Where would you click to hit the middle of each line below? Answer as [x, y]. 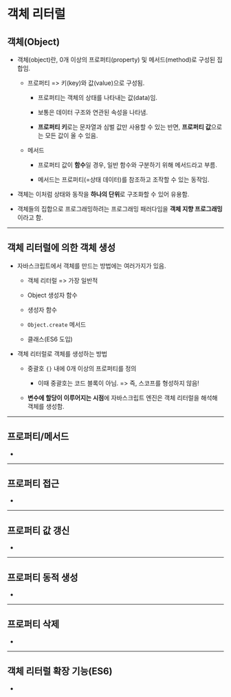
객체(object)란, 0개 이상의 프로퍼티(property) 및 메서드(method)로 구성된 [116, 60]
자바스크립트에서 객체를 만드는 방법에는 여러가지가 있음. [91, 266]
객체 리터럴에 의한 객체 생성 [61, 248]
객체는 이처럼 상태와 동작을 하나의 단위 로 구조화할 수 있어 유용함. [103, 194]
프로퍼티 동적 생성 [43, 577]
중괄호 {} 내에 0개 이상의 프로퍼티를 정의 [82, 368]
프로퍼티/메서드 [38, 436]
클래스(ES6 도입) [50, 339]
